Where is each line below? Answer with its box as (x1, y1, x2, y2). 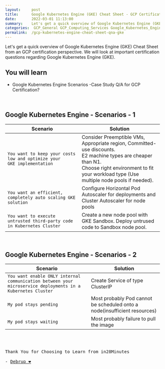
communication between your (7, 278, 73, 284)
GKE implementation (7, 161, 53, 166)
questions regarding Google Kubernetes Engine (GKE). (5, 54, 115, 60)
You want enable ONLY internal (7, 273, 81, 279)
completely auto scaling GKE (7, 194, 76, 200)
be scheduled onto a (90, 301, 138, 308)
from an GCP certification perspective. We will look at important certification (5, 49, 160, 55)
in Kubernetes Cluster (7, 223, 60, 228)
